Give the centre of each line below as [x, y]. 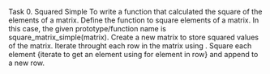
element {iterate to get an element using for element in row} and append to [133, 54]
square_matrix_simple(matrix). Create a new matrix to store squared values [134, 37]
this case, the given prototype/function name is [87, 29]
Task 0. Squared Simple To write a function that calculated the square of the [135, 12]
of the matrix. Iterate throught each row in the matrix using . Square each [130, 46]
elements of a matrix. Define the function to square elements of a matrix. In [134, 20]
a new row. [27, 63]
